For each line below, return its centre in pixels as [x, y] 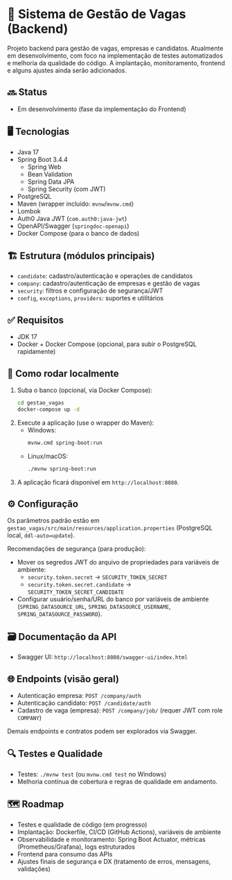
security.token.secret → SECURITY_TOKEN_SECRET [97, 577]
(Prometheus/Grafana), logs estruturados [76, 847]
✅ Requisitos [36, 320]
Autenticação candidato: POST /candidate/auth [84, 703]
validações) [34, 869]
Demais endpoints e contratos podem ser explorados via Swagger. [102, 731]
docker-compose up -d [48, 409]
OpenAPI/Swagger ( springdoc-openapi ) [73, 226]
